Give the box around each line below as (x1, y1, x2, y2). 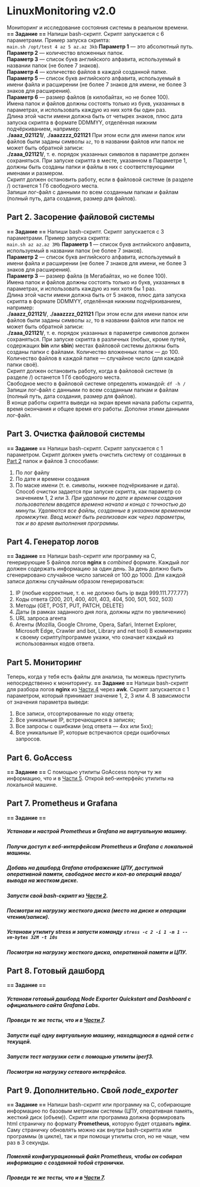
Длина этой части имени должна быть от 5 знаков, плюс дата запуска (7, 291, 186, 299)
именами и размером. (7, 169, 64, 176)
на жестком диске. (28, 877, 79, 884)
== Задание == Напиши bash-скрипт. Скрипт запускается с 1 (7, 445, 163, 452)
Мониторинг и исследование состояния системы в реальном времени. (7, 24, 189, 31)
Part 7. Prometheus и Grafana (7, 798, 118, 809)
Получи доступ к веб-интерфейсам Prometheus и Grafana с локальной (7, 843, 193, 850)
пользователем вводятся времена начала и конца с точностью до (15, 501, 186, 508)
